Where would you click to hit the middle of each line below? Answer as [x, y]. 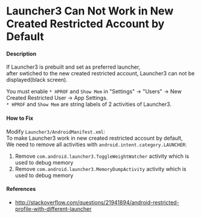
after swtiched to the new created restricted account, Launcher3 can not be [101, 73]
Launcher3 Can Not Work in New [90, 11]
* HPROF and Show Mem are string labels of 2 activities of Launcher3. [89, 104]
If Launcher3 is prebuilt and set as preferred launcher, [73, 67]
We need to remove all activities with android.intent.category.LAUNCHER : [97, 144]
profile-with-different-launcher [53, 208]
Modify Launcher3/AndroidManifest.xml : [56, 131]
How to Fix [20, 118]
